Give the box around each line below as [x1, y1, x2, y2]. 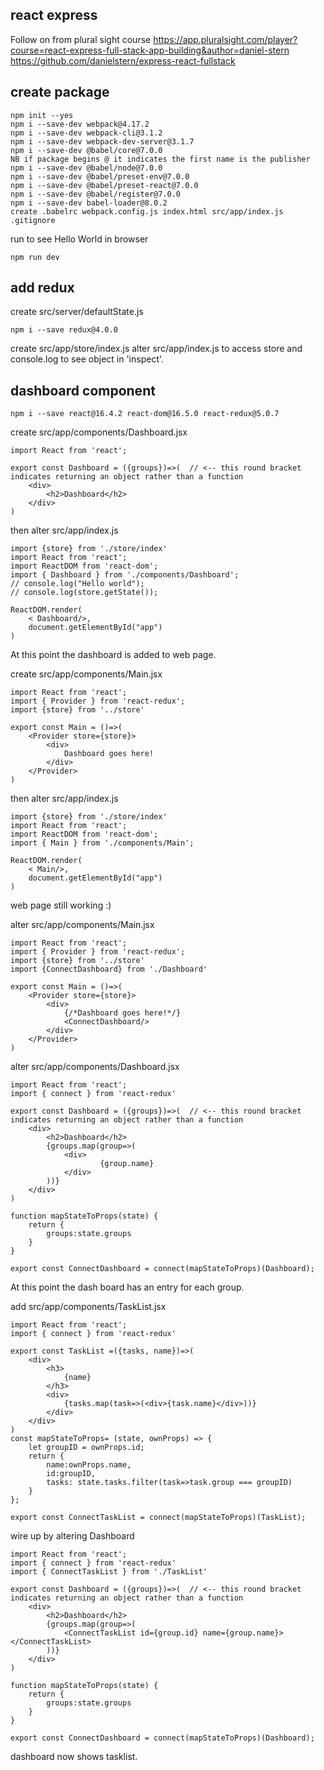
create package [10, 84, 110, 101]
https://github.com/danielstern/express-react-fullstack [10, 54, 236, 67]
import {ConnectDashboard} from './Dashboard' [10, 964, 208, 975]
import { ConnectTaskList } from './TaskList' [10, 1567, 208, 1577]
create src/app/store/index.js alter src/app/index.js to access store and [10, 343, 303, 355]
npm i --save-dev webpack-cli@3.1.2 [10, 128, 163, 138]
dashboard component [10, 382, 156, 399]
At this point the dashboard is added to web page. [10, 649, 217, 661]
